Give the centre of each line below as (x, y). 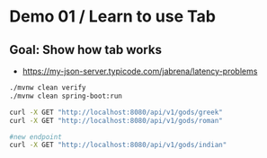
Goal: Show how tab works (85, 50)
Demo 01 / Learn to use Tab (112, 17)
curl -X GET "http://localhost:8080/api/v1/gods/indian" (118, 145)
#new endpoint (36, 136)
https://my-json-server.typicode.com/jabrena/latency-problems (140, 71)
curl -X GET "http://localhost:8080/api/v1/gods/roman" (116, 120)
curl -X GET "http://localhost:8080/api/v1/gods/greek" (116, 112)
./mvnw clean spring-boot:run (66, 96)
